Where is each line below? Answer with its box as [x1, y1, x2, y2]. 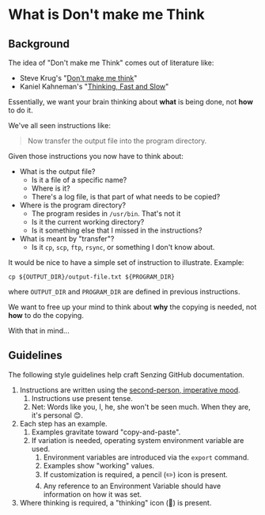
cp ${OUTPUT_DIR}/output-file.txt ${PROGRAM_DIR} [8, 273, 176, 281]
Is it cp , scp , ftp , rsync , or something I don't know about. [31, 243, 215, 252]
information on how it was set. [43, 489, 142, 499]
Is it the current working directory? [31, 218, 145, 226]
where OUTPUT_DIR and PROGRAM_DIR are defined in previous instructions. [8, 287, 240, 296]
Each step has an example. [19, 418, 108, 428]
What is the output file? [19, 167, 96, 176]
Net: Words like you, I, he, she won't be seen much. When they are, [31, 402, 251, 411]
